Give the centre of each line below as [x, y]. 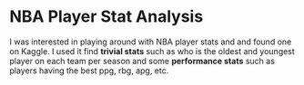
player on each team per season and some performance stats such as [142, 61]
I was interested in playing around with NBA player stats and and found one [151, 42]
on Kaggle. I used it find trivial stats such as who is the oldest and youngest [152, 51]
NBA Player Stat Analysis [106, 17]
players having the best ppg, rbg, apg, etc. [89, 71]
